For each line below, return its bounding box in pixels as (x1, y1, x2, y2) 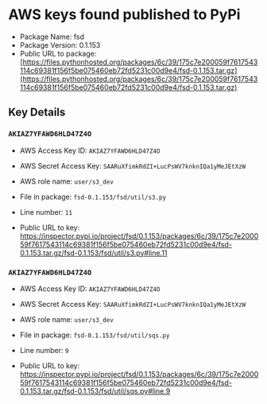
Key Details (8, 106, 66, 119)
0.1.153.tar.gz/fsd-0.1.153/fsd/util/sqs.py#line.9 (19, 386, 171, 395)
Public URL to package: (19, 49, 97, 58)
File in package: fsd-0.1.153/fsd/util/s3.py (19, 192, 167, 201)
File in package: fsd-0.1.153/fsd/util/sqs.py (19, 330, 170, 340)
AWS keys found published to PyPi (8, 6, 241, 24)
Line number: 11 (19, 207, 73, 216)
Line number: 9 (19, 345, 69, 355)
